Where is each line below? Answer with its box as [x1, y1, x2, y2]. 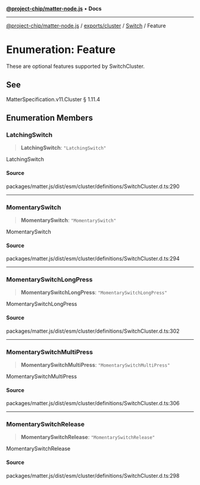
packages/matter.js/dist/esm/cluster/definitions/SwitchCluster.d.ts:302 [6, 327, 180, 334]
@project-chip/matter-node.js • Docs [6, 5, 102, 12]
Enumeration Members [6, 113, 93, 123]
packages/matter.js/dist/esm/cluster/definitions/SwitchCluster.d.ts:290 [6, 183, 180, 190]
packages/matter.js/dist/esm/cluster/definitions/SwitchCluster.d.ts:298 [6, 472, 180, 479]
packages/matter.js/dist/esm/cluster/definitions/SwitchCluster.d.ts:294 [6, 255, 180, 262]
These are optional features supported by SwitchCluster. [6, 62, 145, 70]
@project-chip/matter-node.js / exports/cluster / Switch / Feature [6, 22, 166, 29]
